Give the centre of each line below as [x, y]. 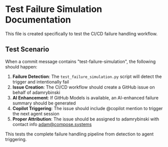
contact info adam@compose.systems [52, 124]
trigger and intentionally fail [40, 81]
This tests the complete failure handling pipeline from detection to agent [79, 134]
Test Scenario [27, 49]
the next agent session [36, 113]
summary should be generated [44, 103]
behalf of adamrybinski [36, 92]
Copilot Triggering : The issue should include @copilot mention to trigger [87, 108]
